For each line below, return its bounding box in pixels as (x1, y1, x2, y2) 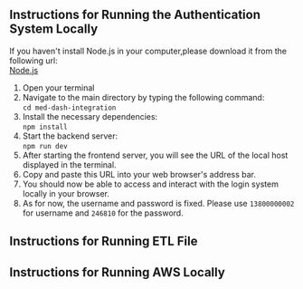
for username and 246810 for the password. (22, 207, 184, 218)
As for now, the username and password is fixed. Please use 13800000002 (22, 197, 295, 208)
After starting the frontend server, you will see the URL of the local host (22, 149, 289, 160)
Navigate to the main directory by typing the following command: (22, 92, 265, 102)
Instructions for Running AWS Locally (9, 265, 226, 280)
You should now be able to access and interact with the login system (22, 178, 279, 189)
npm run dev (22, 141, 68, 150)
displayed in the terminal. (22, 159, 117, 170)
